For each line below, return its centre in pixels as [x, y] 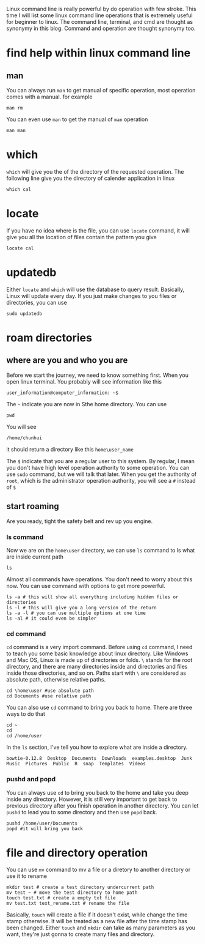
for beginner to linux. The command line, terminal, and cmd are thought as [100, 22]
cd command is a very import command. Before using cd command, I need [99, 647]
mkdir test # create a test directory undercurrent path [80, 887]
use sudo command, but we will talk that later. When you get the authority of [102, 474]
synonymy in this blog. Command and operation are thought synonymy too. [101, 28]
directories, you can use [37, 302]
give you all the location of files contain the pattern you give [81, 237]
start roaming [33, 506]
